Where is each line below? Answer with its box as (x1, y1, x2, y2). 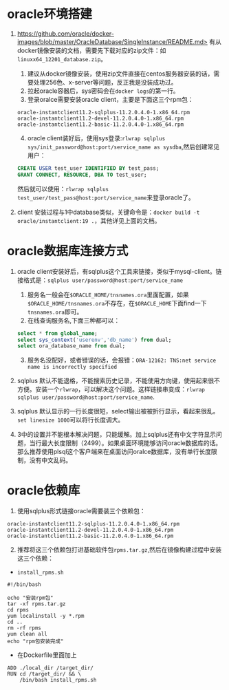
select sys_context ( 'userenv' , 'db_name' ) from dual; (17, 336, 172, 343)
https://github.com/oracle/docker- (17, 29, 115, 38)
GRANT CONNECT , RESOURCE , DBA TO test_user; (17, 171, 147, 178)
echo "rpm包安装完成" (7, 638, 64, 645)
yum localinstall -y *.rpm (7, 613, 85, 620)
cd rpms (7, 607, 30, 614)
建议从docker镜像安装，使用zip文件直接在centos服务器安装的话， (27, 69, 214, 78)
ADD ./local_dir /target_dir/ (7, 665, 94, 671)
